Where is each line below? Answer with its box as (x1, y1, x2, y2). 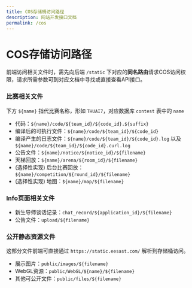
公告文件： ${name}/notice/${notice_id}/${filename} (14, 148, 146, 156)
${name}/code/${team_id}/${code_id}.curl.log (14, 143, 130, 148)
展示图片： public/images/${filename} (14, 260, 109, 267)
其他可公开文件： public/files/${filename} (14, 275, 121, 282)
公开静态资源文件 (6, 232, 56, 241)
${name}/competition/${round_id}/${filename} (14, 171, 130, 177)
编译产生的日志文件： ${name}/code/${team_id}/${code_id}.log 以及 (14, 135, 181, 142)
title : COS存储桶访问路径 (6, 8, 65, 15)
